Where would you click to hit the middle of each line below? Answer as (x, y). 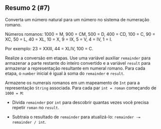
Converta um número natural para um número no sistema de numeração (77, 19)
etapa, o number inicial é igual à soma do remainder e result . (65, 73)
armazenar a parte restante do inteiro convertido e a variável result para (78, 63)
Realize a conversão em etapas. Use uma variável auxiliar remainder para (78, 58)
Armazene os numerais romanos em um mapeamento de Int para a (72, 83)
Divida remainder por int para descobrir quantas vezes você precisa (80, 102)
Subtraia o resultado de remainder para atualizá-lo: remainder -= (76, 117)
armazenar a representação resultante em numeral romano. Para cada (75, 68)
